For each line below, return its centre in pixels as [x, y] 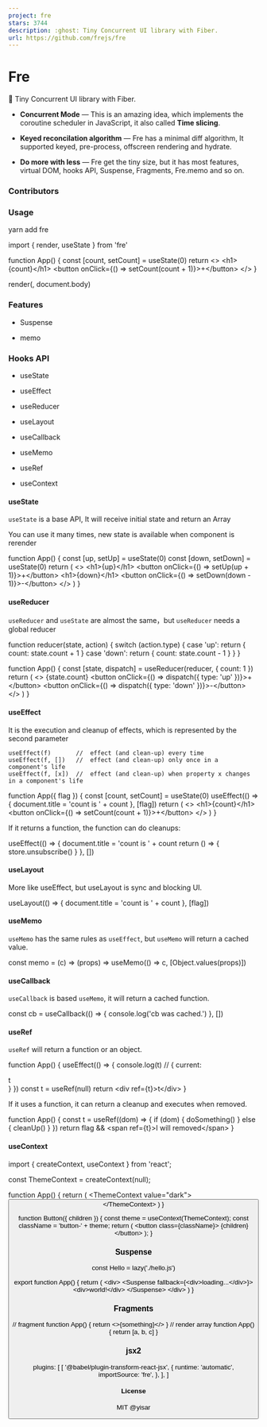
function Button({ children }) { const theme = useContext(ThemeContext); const [133, 1218]
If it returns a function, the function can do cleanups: [95, 828]
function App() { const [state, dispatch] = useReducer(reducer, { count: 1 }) [131, 669]
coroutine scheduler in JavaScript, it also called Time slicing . [120, 123]
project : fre [30, 15]
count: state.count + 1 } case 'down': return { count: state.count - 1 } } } [124, 653]
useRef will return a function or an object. [75, 1050]
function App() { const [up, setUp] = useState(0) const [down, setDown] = [130, 559]
